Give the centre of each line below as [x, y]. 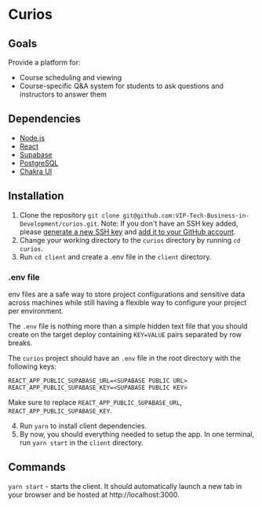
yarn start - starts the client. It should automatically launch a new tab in [125, 486]
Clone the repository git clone [69, 215]
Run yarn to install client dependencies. [83, 425]
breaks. [20, 343]
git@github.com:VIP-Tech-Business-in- [186, 215]
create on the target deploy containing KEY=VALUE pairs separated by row [125, 334]
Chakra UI [36, 171]
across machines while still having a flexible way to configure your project [127, 302]
